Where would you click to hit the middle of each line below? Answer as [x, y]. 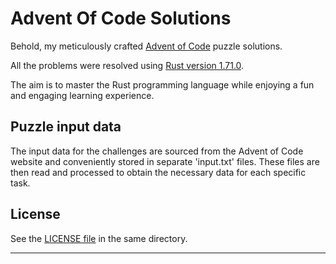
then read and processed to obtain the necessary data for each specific [158, 172]
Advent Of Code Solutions [121, 18]
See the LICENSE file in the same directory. [99, 238]
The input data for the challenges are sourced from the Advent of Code [157, 151]
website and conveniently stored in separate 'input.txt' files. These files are [165, 161]
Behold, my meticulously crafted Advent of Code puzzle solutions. [146, 46]
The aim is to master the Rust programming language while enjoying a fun [162, 84]
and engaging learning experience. [82, 95]
